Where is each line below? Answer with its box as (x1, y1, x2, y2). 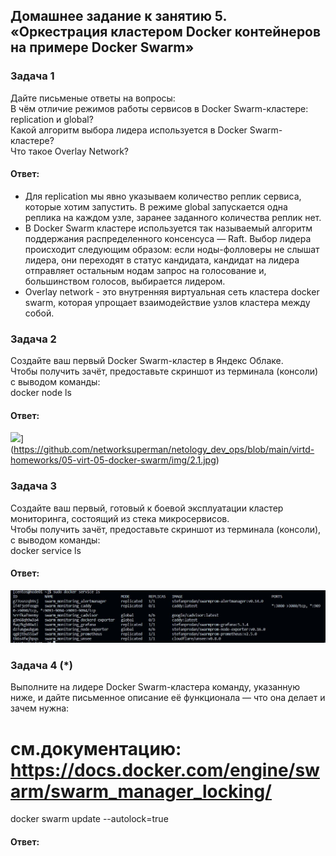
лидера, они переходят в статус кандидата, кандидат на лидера (24, 254, 300, 266)
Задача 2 (10, 332, 57, 346)
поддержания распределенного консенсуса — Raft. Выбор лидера (24, 232, 312, 244)
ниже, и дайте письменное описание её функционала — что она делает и (10, 692, 326, 704)
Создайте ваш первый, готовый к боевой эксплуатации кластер (10, 502, 284, 514)
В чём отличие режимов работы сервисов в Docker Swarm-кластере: (10, 102, 309, 114)
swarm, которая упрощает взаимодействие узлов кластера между (24, 296, 311, 308)
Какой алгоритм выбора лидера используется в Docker (10, 124, 248, 136)
